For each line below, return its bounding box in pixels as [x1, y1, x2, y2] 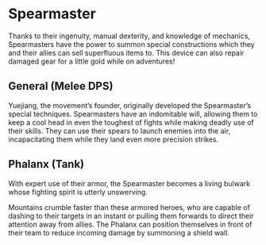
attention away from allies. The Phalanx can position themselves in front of [8, 220, 253, 229]
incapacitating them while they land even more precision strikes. [8, 134, 219, 144]
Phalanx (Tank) [8, 157, 85, 171]
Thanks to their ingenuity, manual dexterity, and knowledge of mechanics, [8, 31, 251, 41]
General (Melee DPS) [8, 80, 114, 93]
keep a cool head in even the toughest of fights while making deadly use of [8, 117, 254, 127]
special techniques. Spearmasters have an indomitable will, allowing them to [8, 109, 258, 119]
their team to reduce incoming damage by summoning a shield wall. [8, 227, 230, 237]
